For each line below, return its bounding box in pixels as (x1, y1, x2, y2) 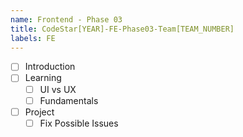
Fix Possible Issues (39, 117, 119, 129)
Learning (24, 72, 62, 84)
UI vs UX (39, 83, 77, 95)
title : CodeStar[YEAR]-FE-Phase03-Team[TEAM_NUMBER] (10, 24, 235, 34)
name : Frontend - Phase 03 (10, 14, 123, 25)
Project (24, 106, 55, 118)
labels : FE (10, 33, 56, 43)
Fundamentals (39, 94, 99, 106)
